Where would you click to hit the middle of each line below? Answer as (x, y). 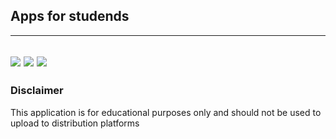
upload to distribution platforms (75, 123)
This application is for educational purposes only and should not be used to (166, 112)
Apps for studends (70, 16)
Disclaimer (37, 91)
